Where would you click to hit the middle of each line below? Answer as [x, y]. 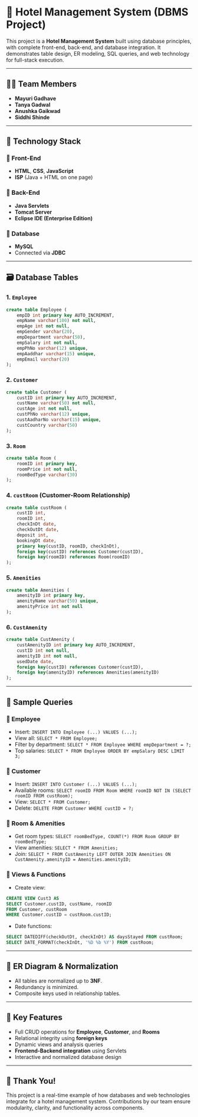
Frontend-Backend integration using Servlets [70, 1051]
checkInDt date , [37, 524]
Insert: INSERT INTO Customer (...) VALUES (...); [76, 784]
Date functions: [33, 926]
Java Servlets [32, 205]
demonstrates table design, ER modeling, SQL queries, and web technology [98, 53]
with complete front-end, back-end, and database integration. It [83, 47]
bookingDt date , [37, 540]
